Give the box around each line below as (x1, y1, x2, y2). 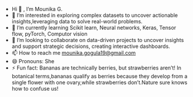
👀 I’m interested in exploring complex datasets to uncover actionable (11, 12, 178, 19)
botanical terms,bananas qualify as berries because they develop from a (11, 73, 188, 79)
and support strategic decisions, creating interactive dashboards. (11, 43, 171, 50)
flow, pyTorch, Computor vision (11, 30, 88, 37)
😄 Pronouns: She (11, 58, 55, 64)
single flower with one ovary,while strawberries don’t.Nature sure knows (11, 79, 188, 86)
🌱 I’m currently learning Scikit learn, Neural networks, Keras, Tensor (11, 24, 177, 31)
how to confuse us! (11, 85, 59, 92)
